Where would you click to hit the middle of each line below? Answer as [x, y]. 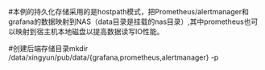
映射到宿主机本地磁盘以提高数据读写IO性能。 [89, 31]
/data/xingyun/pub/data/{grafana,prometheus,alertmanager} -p [114, 57]
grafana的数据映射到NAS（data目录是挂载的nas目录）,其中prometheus [126, 21]
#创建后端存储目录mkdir [48, 49]
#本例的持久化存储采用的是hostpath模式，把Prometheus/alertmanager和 [129, 12]
